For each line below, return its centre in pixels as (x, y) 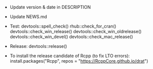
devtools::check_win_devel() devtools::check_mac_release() (71, 37)
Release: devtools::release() (38, 46)
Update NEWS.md (28, 17)
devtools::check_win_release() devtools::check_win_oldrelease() (76, 31)
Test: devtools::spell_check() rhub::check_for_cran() (63, 26)
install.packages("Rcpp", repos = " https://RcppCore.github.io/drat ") (79, 61)
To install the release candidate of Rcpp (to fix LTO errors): (70, 56)
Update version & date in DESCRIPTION (50, 7)
